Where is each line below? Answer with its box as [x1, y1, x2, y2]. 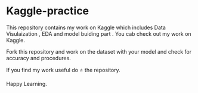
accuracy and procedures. [6, 54, 72, 61]
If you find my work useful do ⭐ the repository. [6, 66, 120, 73]
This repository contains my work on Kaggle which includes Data [6, 24, 166, 31]
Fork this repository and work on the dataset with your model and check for [6, 48, 192, 55]
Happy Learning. [6, 80, 48, 87]
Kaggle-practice [6, 4, 89, 18]
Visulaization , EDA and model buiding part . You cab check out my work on [6, 30, 192, 37]
